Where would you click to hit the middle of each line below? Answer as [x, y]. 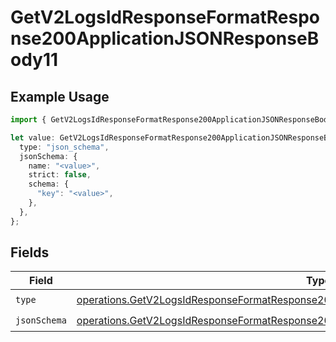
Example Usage [60, 96]
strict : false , [60, 175]
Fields [30, 252]
